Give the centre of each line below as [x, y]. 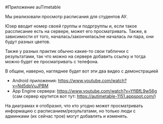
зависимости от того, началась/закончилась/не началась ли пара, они [79, 37]
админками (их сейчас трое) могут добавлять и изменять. [67, 116]
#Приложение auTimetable [33, 7]
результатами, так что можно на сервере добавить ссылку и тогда [75, 56]
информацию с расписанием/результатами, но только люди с [70, 111]
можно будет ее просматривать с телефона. [52, 62]
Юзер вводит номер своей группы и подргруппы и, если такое [71, 26]
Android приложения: [35, 81]
